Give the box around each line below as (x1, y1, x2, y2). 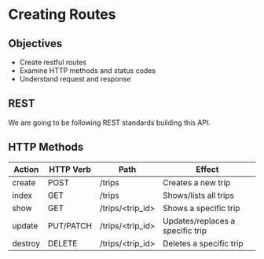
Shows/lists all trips (162, 190, 234, 201)
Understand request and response (19, 75, 131, 83)
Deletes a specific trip (162, 238, 244, 249)
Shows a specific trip (162, 202, 240, 213)
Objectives (8, 37, 63, 50)
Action (13, 163, 39, 174)
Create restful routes (19, 57, 87, 67)
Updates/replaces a (162, 215, 236, 226)
